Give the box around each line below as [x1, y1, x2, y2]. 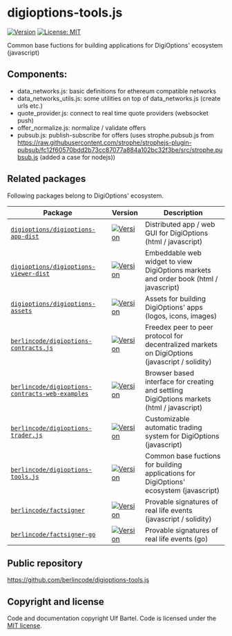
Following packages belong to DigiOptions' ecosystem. [7, 191, 164, 200]
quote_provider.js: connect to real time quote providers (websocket [17, 109, 209, 117]
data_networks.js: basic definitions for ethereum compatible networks [17, 86, 216, 95]
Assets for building [144, 294, 206, 303]
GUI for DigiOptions [144, 228, 209, 238]
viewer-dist [10, 270, 50, 277]
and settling [144, 385, 184, 395]
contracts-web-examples [10, 389, 89, 397]
